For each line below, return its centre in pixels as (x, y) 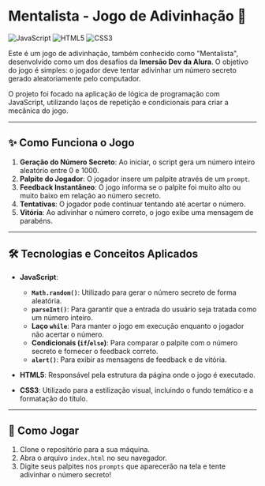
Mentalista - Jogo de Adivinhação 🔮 (127, 16)
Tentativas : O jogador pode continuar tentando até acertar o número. (132, 204)
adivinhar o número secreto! (65, 475)
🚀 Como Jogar (44, 430)
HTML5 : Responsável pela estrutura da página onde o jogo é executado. (138, 375)
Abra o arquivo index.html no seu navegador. (93, 458)
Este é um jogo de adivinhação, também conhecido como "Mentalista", (123, 53)
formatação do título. (54, 398)
